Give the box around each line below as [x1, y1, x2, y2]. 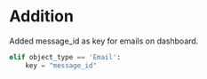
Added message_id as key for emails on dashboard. [9, 36, 199, 46]
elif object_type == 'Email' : [9, 52, 122, 61]
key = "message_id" [25, 60, 98, 70]
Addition [9, 6, 74, 27]
